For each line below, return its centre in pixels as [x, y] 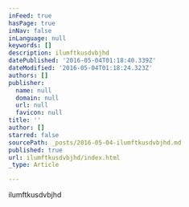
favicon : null [39, 113]
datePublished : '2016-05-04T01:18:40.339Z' [82, 61]
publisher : [27, 83]
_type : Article [34, 165]
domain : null [37, 98]
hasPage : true [32, 23]
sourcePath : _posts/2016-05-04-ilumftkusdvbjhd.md [95, 142]
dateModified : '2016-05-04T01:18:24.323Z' [80, 68]
